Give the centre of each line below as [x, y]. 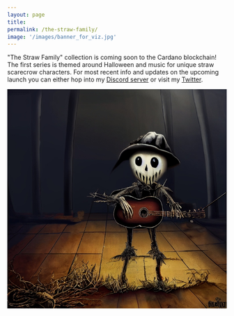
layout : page [26, 15]
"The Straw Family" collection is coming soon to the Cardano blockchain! [112, 57]
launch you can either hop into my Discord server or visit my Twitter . [105, 79]
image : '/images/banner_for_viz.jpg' [62, 37]
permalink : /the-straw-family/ [53, 29]
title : [17, 22]
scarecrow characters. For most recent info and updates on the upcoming [113, 72]
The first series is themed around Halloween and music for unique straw [111, 65]
